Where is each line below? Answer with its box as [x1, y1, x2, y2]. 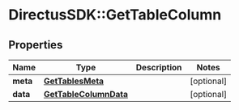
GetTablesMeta [43, 75, 104, 87]
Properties [8, 38, 63, 52]
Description [135, 62, 182, 73]
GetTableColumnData [43, 89, 128, 99]
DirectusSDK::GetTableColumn [8, 6, 222, 24]
